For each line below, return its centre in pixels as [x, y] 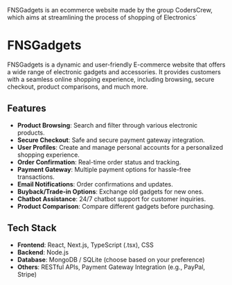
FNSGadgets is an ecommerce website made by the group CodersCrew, [110, 10]
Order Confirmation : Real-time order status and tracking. [99, 162]
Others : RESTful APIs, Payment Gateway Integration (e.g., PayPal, [111, 267]
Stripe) [27, 274]
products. [31, 132]
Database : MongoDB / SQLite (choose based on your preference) [111, 259]
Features [27, 109]
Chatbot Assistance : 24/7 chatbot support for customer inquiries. [111, 199]
